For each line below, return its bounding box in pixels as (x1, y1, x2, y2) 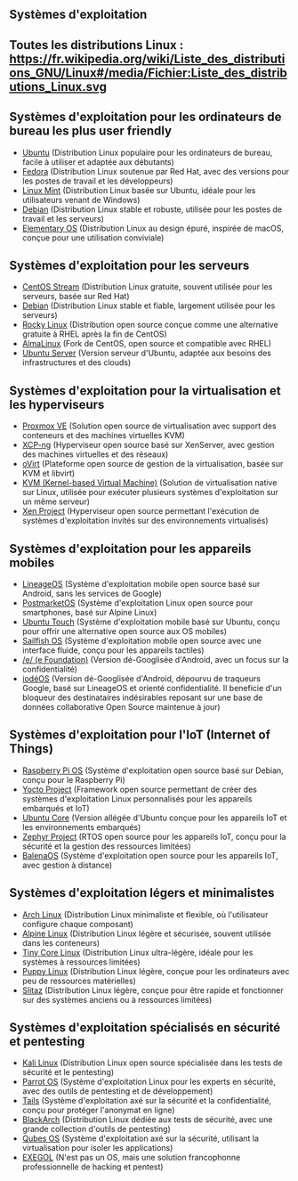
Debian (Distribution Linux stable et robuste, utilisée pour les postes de (21, 204, 283, 215)
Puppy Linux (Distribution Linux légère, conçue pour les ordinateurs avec (21, 965, 290, 976)
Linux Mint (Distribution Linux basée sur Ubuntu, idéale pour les (21, 184, 256, 195)
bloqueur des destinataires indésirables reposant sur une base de (21, 692, 263, 703)
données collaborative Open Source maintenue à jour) (21, 702, 221, 713)
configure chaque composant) (21, 918, 133, 929)
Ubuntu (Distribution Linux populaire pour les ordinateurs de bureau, (21, 147, 273, 158)
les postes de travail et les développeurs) (21, 175, 173, 186)
